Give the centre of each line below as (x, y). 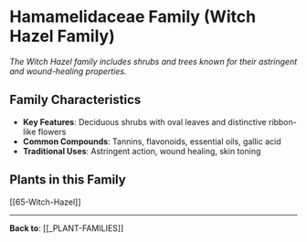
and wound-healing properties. (68, 71)
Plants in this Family (68, 180)
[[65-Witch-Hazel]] (45, 202)
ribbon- (282, 121)
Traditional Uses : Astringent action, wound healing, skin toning (142, 151)
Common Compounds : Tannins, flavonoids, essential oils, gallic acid (152, 141)
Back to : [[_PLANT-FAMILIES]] (67, 228)
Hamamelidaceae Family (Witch (133, 17)
